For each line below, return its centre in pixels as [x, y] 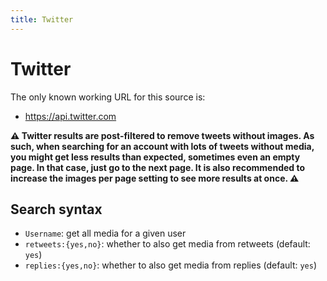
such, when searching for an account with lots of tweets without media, [162, 146]
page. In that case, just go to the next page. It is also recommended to [158, 167]
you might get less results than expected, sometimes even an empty [155, 157]
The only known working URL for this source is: [108, 97]
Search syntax [56, 209]
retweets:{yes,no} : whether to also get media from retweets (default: [167, 244]
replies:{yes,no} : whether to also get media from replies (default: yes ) [171, 265]
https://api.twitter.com [70, 116]
